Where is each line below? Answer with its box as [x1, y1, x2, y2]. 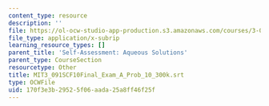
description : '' [8, 19, 62, 27]
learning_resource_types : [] [8, 41, 106, 49]
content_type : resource [8, 11, 88, 20]
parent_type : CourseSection [8, 57, 102, 65]
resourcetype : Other [8, 64, 78, 72]
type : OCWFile [8, 78, 56, 86]
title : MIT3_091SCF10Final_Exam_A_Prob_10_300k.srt [8, 71, 184, 79]
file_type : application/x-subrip [8, 33, 120, 42]
